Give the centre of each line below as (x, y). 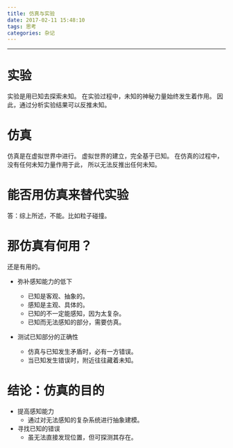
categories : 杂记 (31, 33)
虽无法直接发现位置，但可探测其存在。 (82, 437)
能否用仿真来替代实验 (68, 195)
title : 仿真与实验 (31, 14)
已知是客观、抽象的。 (58, 296)
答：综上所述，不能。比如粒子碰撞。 (59, 216)
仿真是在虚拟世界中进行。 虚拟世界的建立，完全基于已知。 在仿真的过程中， (115, 156)
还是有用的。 (25, 267)
